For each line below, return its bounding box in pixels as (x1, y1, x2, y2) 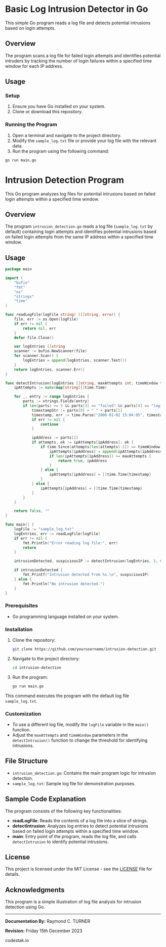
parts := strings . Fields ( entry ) (23, 399, 90, 404)
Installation (5, 626, 33, 633)
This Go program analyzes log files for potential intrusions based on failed (5, 190, 156, 196)
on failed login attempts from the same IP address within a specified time (5, 234, 154, 240)
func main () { (5, 522, 35, 527)
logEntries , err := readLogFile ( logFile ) (14, 531, 100, 536)
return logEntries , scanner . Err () (14, 367, 85, 372)
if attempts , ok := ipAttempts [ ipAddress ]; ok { (31, 440, 134, 445)
